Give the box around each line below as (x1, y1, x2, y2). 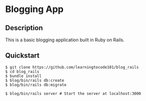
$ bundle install (5, 73, 42, 78)
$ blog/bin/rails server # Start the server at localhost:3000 (5, 91, 141, 96)
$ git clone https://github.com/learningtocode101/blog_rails (5, 64, 139, 70)
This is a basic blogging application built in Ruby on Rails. (5, 37, 125, 43)
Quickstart (5, 51, 40, 60)
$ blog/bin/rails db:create (5, 78, 65, 83)
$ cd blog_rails (5, 69, 39, 74)
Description (5, 24, 43, 32)
